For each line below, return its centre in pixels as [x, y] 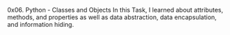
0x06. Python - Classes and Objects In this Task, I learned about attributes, [115, 10]
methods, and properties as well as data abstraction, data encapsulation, [112, 17]
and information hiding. [41, 24]
